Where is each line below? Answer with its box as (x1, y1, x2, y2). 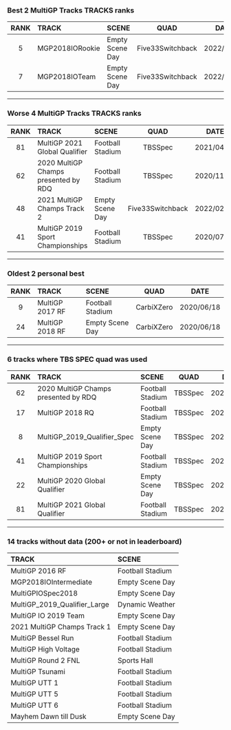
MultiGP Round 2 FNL (10, 656, 80, 665)
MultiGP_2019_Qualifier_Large (10, 600, 110, 609)
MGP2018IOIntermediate (10, 578, 93, 587)
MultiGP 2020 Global (37, 476, 105, 486)
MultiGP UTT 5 (10, 689, 58, 699)
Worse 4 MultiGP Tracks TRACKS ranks (7, 109, 142, 119)
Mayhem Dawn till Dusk (10, 712, 87, 722)
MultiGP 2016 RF (10, 566, 67, 576)
